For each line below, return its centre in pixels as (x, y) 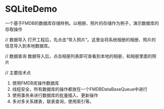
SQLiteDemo (31, 9)
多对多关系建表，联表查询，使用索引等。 (53, 101)
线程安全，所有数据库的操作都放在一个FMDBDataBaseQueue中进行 (80, 89)
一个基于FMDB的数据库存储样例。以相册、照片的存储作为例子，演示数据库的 (82, 23)
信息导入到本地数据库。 (29, 45)
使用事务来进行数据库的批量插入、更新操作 (55, 95)
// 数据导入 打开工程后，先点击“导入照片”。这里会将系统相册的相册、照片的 (81, 40)
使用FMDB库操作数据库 (35, 83)
